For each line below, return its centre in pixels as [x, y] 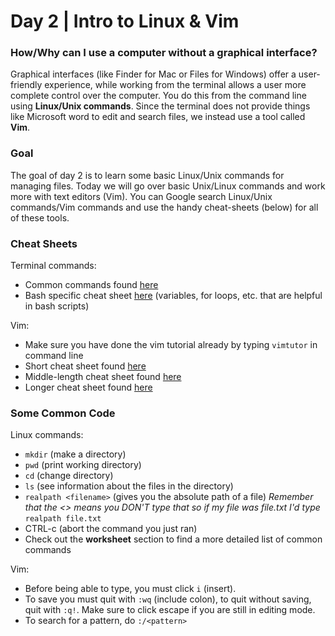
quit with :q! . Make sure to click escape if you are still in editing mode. [170, 610]
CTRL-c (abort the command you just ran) [111, 529]
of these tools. [40, 217]
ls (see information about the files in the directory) [129, 486]
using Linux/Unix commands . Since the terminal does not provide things [160, 106]
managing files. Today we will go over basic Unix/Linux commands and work [168, 186]
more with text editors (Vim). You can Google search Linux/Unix [141, 196]
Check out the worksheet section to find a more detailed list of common [173, 539]
